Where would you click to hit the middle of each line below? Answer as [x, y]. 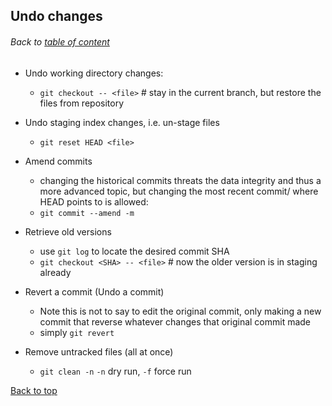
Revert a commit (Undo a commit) [94, 291]
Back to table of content [60, 41]
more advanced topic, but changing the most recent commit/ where [179, 191]
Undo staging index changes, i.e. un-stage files [122, 122]
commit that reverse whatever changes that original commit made [175, 321]
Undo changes [56, 16]
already [55, 272]
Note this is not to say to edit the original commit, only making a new [180, 311]
